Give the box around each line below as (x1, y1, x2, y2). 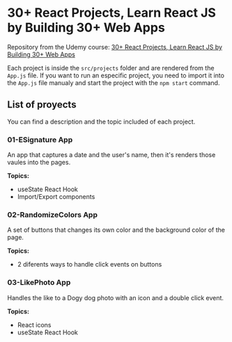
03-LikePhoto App (7, 278, 71, 288)
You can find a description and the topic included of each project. (7, 117, 196, 126)
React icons (17, 320, 52, 329)
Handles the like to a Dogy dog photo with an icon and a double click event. (7, 293, 224, 302)
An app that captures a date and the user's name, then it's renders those (7, 151, 216, 159)
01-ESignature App (7, 135, 73, 144)
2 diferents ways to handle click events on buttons (17, 260, 162, 269)
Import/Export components (17, 193, 95, 201)
